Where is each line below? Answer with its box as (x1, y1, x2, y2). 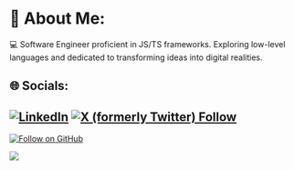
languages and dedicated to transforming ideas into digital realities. (9, 52, 263, 63)
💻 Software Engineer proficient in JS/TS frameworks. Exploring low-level (9, 38, 286, 49)
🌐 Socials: (9, 78, 69, 94)
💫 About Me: (9, 8, 106, 29)
